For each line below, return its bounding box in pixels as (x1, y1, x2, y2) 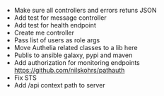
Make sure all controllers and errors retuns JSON (13, 6, 157, 14)
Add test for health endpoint (13, 21, 97, 29)
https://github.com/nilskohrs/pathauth (13, 66, 125, 74)
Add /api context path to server (13, 81, 105, 89)
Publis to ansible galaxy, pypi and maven (13, 51, 133, 59)
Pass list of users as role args (13, 36, 100, 44)
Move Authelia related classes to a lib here (13, 44, 138, 52)
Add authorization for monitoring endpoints (13, 59, 140, 66)
